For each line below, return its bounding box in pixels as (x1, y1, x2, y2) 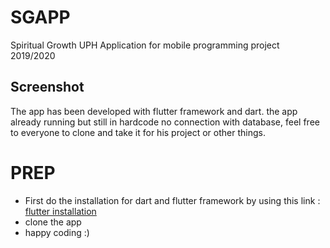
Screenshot (10, 79, 85, 96)
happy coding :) (24, 226, 90, 238)
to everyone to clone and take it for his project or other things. (10, 126, 266, 138)
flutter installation (24, 205, 97, 217)
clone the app (24, 216, 82, 228)
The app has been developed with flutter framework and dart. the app (10, 105, 298, 117)
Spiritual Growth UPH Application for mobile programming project (10, 39, 280, 51)
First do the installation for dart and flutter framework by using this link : (24, 194, 321, 206)
